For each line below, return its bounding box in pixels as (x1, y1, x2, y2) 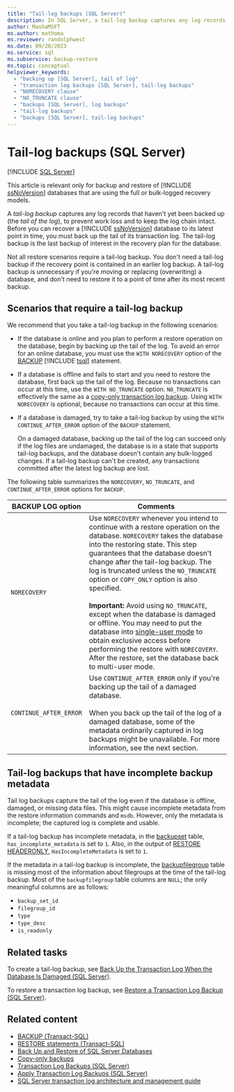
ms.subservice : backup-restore (7, 56, 98, 63)
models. (7, 196, 31, 204)
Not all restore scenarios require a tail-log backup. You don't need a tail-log (7, 252, 224, 261)
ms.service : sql (7, 50, 54, 57)
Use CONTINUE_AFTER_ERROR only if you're (88, 674, 220, 683)
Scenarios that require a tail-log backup (7, 302, 183, 314)
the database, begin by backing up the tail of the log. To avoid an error (17, 342, 220, 350)
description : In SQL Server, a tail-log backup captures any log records (7, 17, 226, 24)
